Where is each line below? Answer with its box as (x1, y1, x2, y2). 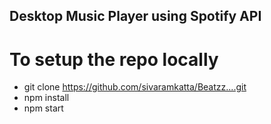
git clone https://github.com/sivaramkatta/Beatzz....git (23, 81, 247, 93)
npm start (23, 102, 64, 114)
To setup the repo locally (9, 48, 219, 71)
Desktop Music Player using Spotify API (9, 8, 262, 25)
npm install (23, 92, 70, 104)
